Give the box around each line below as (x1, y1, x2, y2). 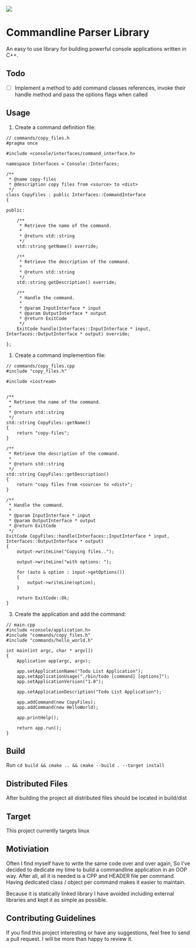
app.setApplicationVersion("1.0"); (16, 678, 104, 685)
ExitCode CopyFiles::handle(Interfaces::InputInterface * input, (6, 533, 170, 539)
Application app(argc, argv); (16, 658, 91, 664)
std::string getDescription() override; (16, 279, 117, 285)
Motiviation (6, 844, 49, 854)
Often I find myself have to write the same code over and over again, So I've (6, 860, 190, 867)
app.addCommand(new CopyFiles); (16, 699, 96, 705)
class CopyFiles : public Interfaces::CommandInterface (6, 191, 146, 197)
